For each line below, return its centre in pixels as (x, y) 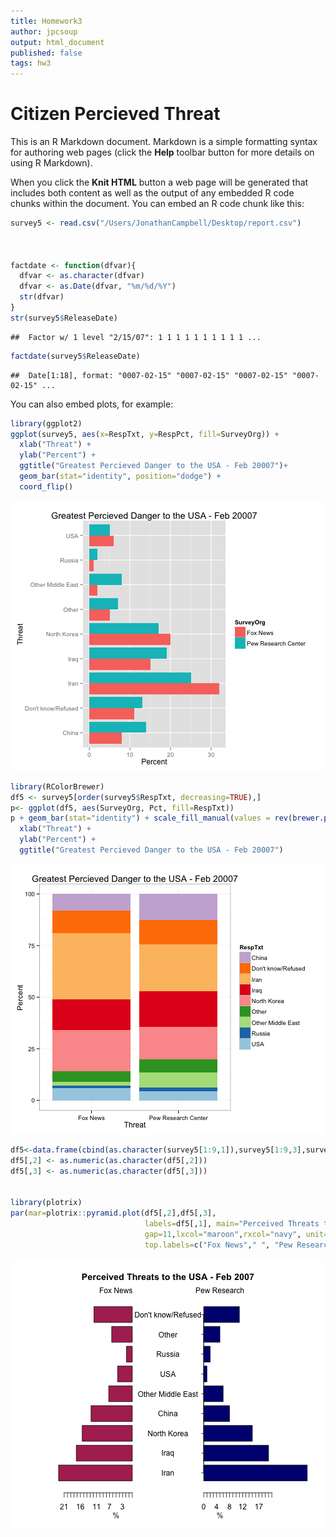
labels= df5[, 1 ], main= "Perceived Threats (232, 1224)
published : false (46, 53)
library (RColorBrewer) (57, 786)
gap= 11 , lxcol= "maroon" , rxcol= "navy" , (223, 1234)
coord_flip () (46, 486)
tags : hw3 (31, 63)
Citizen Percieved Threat (115, 114)
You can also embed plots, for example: (92, 404)
